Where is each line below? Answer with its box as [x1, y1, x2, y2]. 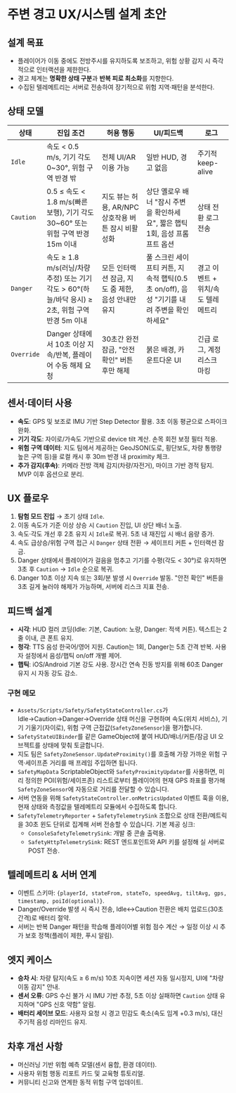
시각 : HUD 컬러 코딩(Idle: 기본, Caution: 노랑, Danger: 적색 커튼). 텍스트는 [17, 625, 222, 633]
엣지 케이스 [7, 954, 53, 966]
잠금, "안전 [101, 344, 136, 354]
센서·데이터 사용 [7, 397, 72, 409]
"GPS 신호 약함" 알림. [36, 1000, 96, 1009]
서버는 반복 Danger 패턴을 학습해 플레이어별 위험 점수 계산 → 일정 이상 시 [17, 922, 219, 931]
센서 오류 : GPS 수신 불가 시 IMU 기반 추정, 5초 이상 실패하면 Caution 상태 [17, 992, 218, 1000]
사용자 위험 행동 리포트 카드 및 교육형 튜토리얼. [17, 1069, 145, 1078]
